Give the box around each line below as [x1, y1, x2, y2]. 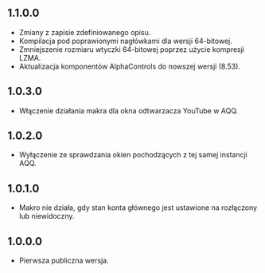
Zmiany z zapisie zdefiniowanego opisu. [18, 27, 151, 37]
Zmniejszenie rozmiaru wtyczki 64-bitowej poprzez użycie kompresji [18, 44, 244, 54]
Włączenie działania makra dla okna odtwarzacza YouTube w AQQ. [18, 105, 239, 115]
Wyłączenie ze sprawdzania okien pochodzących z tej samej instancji [18, 150, 247, 160]
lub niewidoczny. [18, 212, 75, 221]
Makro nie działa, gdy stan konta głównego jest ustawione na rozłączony [18, 203, 258, 212]
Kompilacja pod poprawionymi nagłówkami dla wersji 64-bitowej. [18, 36, 232, 45]
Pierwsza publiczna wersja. [18, 255, 109, 266]
